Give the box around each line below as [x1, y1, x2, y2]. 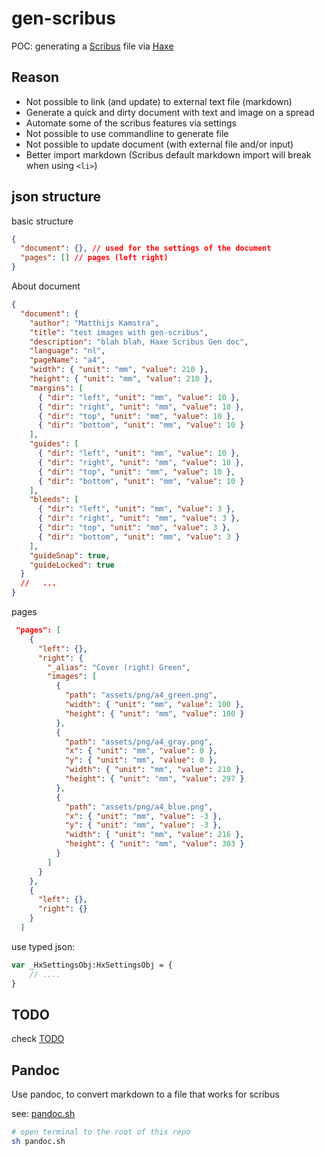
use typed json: [11, 940, 76, 952]
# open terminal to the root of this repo [11, 1127, 191, 1137]
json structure [11, 188, 102, 206]
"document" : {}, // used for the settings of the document [20, 243, 272, 254]
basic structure [11, 215, 74, 227]
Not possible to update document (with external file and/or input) [25, 138, 294, 150]
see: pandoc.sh [11, 1108, 76, 1120]
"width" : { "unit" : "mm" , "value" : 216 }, [64, 830, 245, 840]
